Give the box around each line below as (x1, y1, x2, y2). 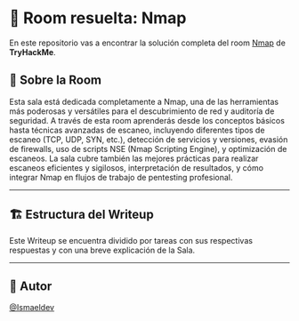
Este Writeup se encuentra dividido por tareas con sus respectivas (9, 235, 254, 245)
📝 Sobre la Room (9, 73, 102, 88)
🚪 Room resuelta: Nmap (9, 8, 187, 28)
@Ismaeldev (9, 302, 55, 313)
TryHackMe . (9, 46, 56, 57)
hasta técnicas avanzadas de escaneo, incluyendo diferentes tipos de (9, 124, 265, 135)
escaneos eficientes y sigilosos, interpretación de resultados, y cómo (9, 162, 264, 173)
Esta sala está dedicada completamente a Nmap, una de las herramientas (9, 96, 279, 107)
